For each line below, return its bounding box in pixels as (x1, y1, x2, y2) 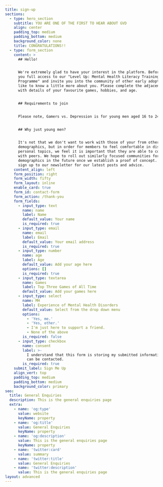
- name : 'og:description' (14, 434, 66, 439)
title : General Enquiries (9, 393, 62, 398)
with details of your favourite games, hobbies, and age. (17, 88, 138, 93)
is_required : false (22, 334, 62, 339)
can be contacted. (26, 357, 64, 362)
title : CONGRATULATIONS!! (14, 43, 66, 48)
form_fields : (14, 199, 40, 204)
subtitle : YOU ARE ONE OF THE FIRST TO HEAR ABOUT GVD (14, 20, 127, 26)
